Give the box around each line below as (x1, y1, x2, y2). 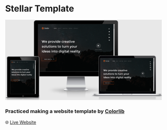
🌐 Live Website (5, 119, 36, 125)
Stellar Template (5, 3, 75, 14)
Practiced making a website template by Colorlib (5, 108, 125, 115)
